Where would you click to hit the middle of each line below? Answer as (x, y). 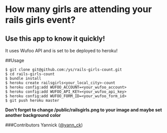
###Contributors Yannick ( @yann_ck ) (44, 125)
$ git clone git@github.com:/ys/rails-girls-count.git (64, 70)
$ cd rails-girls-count (30, 74)
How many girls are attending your (78, 9)
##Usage (15, 60)
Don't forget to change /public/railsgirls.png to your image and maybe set (83, 110)
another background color (33, 115)
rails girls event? (41, 20)
